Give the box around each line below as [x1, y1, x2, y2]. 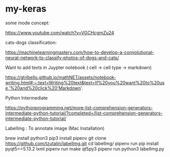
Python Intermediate [5, 95, 48, 101]
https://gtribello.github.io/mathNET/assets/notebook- [5, 74, 117, 80]
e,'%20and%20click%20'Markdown [5, 85, 81, 91]
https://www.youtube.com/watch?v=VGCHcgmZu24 [5, 29, 114, 35]
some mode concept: [5, 20, 50, 26]
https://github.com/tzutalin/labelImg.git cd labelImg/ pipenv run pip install [5, 140, 159, 146]
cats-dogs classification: [5, 39, 57, 46]
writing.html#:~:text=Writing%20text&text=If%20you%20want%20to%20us [5, 80, 165, 86]
